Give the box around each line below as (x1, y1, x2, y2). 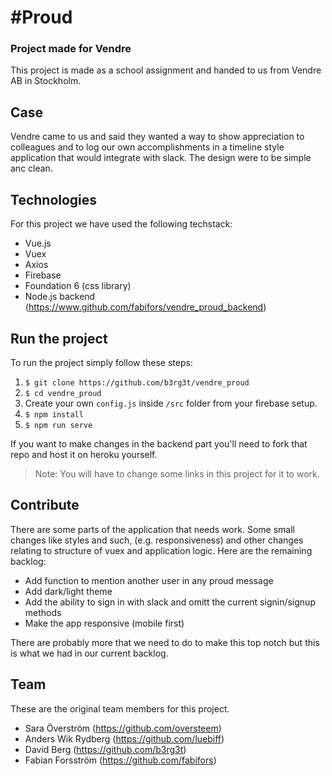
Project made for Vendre (10, 42, 132, 56)
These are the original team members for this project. (10, 702, 230, 715)
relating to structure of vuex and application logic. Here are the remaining (10, 544, 313, 556)
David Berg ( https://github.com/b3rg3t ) (24, 743, 187, 755)
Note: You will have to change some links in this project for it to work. (34, 467, 320, 480)
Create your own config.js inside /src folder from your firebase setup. (24, 397, 318, 409)
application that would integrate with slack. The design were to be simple (10, 152, 312, 164)
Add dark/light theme (24, 585, 113, 597)
